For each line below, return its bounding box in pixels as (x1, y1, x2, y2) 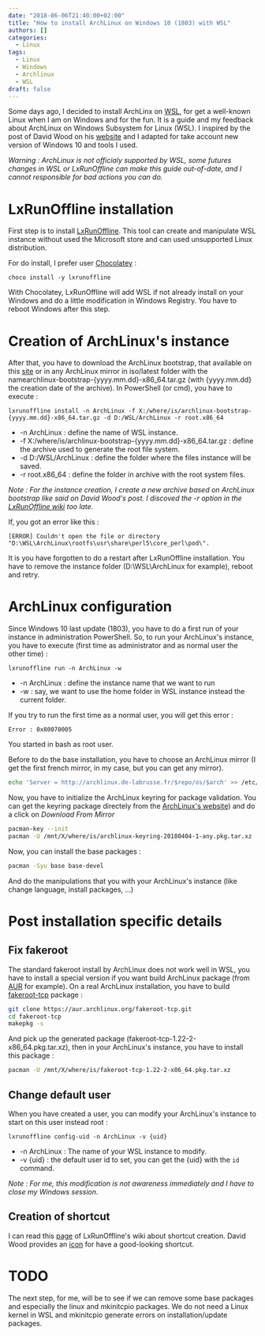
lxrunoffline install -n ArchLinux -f (8, 407, 136, 415)
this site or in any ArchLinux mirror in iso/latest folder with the (8, 367, 208, 376)
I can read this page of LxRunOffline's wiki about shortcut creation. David (8, 1231, 246, 1240)
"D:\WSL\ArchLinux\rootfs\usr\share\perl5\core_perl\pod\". (8, 539, 211, 548)
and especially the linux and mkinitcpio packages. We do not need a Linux (8, 1301, 248, 1311)
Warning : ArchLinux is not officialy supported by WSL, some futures (8, 156, 232, 165)
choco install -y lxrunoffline (8, 274, 111, 281)
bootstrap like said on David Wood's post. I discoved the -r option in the (8, 493, 242, 503)
